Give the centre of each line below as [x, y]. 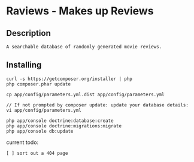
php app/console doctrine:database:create [60, 121]
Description [28, 33]
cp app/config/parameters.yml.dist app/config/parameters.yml [85, 94]
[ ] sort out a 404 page [37, 153]
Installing [24, 65]
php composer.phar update [38, 84]
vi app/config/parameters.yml [44, 110]
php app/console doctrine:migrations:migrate [64, 126]
